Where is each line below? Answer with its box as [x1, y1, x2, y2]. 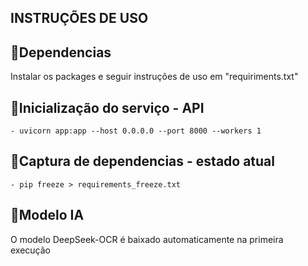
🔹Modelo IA [10, 207, 85, 224]
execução [10, 244, 52, 256]
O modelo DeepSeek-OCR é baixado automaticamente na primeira [10, 233, 284, 245]
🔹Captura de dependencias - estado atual [10, 153, 276, 170]
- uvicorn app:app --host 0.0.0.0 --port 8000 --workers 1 [10, 126, 262, 136]
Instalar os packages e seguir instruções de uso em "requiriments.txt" [10, 71, 299, 83]
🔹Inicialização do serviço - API [10, 99, 205, 116]
